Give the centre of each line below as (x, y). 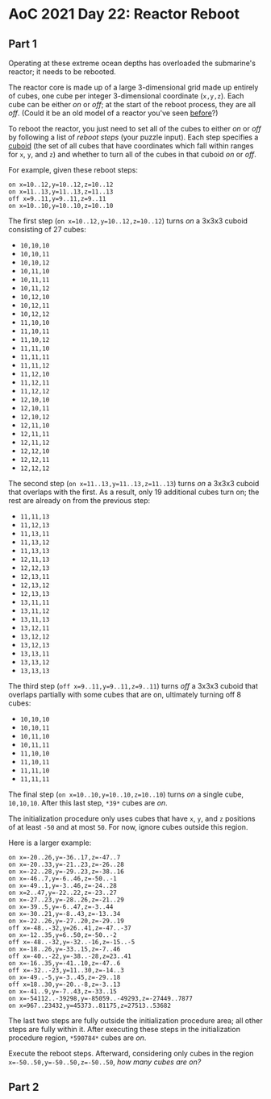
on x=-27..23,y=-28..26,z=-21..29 (67, 900)
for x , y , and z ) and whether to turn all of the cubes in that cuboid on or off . (132, 154)
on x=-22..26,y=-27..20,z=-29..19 (67, 921)
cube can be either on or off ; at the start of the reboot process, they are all (132, 104)
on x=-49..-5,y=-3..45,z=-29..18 (65, 977)
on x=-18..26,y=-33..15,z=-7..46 (65, 949)
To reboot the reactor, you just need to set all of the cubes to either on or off (135, 129)
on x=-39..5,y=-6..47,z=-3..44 (61, 907)
